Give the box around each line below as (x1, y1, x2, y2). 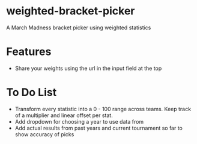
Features (6, 45, 52, 59)
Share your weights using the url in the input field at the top (14, 65, 162, 72)
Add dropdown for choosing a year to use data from (14, 118, 144, 125)
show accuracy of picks (14, 130, 74, 138)
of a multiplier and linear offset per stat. (14, 112, 113, 119)
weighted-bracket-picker (6, 4, 135, 18)
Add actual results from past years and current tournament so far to (14, 124, 183, 131)
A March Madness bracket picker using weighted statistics (6, 24, 151, 31)
